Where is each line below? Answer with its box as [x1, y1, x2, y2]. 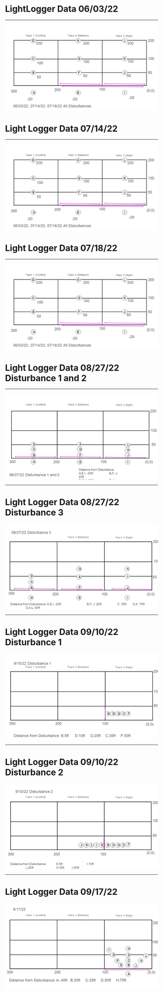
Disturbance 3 [5, 507, 64, 518]
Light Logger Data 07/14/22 [5, 123, 118, 134]
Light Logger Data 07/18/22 [5, 243, 118, 254]
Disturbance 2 [5, 767, 64, 778]
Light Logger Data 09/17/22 [5, 887, 118, 898]
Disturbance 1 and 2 [5, 372, 87, 384]
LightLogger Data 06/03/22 [5, 3, 118, 15]
